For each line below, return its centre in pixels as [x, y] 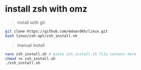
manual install [31, 45]
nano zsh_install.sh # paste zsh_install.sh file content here [71, 54]
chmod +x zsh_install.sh [30, 59]
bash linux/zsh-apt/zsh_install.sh [41, 36]
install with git [31, 22]
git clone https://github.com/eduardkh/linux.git [57, 31]
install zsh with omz [46, 9]
